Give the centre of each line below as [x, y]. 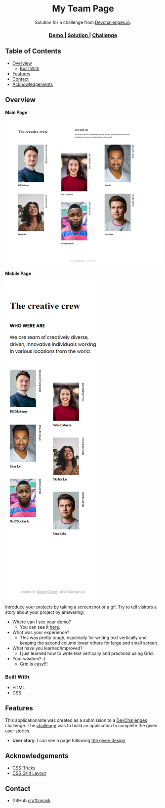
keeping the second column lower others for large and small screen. [89, 643]
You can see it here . [40, 627]
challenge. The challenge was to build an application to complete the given [81, 725]
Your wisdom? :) [29, 658]
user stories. [18, 731]
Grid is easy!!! [34, 664]
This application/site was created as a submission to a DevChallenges [76, 720]
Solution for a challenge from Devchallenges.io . [83, 22]
